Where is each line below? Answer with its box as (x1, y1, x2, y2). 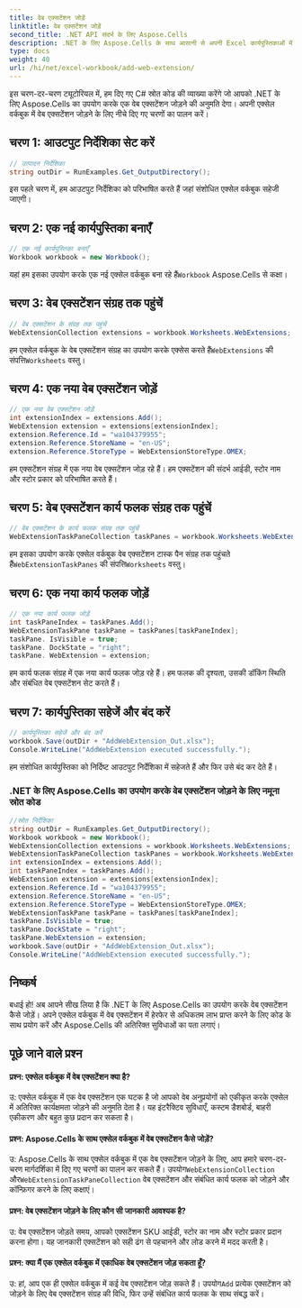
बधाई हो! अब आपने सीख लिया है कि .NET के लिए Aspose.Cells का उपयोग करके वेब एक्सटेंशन (9, 999, 288, 1010)
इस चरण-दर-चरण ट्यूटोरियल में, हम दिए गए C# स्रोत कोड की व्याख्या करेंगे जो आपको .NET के (9, 87, 280, 99)
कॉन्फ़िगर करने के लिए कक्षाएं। (9, 1185, 95, 1195)
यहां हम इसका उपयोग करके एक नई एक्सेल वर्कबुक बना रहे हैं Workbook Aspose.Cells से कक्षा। (9, 270, 289, 279)
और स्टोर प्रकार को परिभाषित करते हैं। (9, 473, 119, 484)
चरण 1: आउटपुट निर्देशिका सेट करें (9, 135, 155, 151)
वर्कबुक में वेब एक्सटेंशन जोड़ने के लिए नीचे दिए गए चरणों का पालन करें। (9, 108, 209, 119)
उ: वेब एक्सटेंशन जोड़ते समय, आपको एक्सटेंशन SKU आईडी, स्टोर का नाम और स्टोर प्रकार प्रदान (9, 1226, 282, 1237)
